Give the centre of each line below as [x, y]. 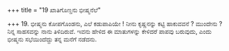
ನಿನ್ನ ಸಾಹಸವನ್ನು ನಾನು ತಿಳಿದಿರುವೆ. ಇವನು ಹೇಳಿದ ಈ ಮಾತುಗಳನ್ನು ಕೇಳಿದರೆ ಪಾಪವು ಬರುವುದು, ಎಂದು [110, 31]
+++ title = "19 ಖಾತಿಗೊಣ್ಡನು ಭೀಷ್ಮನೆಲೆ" [54, 10]
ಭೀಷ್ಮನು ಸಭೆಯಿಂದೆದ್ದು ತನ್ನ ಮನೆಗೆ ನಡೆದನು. [52, 39]
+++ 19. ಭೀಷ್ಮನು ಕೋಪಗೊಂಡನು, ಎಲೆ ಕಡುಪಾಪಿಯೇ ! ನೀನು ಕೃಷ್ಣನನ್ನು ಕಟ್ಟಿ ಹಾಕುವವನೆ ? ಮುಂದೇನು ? [115, 24]
